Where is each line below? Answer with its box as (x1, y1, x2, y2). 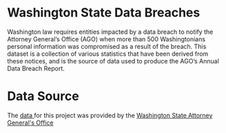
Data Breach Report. (7, 64, 65, 72)
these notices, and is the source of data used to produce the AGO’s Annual (7, 57, 219, 65)
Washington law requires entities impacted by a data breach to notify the (7, 28, 214, 36)
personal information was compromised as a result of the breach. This (7, 42, 207, 50)
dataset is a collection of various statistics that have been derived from (7, 50, 209, 58)
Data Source (7, 88, 79, 104)
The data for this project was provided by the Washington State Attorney (7, 111, 213, 119)
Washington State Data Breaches (7, 5, 201, 21)
